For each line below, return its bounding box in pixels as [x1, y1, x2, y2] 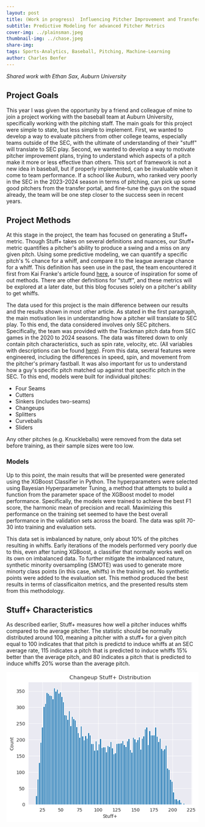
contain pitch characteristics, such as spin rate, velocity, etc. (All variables [6, 340, 193, 348]
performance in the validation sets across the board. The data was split [6, 516, 185, 524]
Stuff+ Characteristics [6, 605, 93, 616]
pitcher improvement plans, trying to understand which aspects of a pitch [6, 152, 191, 159]
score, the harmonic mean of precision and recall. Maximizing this [6, 504, 172, 511]
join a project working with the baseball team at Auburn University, [6, 113, 174, 120]
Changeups [15, 404, 45, 412]
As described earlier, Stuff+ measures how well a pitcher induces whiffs [6, 621, 187, 628]
